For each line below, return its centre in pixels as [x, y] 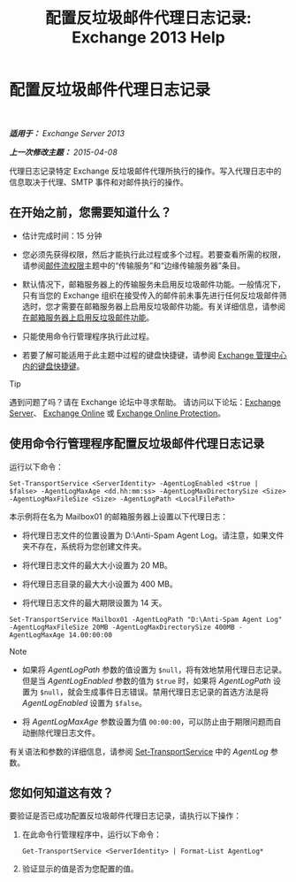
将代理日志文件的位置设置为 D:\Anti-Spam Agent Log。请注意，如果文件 [153, 535]
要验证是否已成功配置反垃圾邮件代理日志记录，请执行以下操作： [125, 816]
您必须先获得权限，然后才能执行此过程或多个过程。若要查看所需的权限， [153, 254]
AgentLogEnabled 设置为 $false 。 [84, 702]
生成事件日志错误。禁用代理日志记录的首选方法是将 [176, 692]
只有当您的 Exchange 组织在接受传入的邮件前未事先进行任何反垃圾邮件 [151, 295]
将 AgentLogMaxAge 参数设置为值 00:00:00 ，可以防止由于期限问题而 [148, 721]
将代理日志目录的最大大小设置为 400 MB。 [100, 584]
